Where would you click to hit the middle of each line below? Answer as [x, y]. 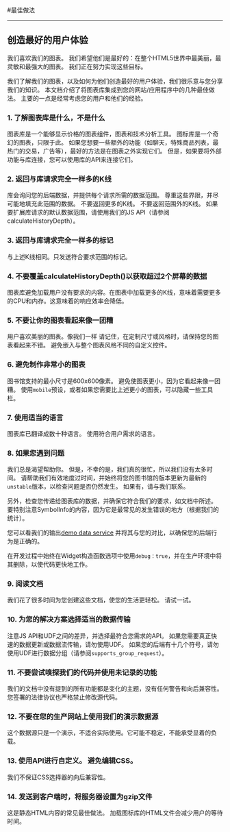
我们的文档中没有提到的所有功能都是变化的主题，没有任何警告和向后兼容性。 [115, 689]
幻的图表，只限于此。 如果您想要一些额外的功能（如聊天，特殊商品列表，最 [113, 143]
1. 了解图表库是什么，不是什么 [56, 117]
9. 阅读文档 [25, 584]
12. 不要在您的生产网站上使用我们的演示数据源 [83, 717]
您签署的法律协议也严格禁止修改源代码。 [64, 697]
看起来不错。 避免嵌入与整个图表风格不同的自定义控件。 [92, 345]
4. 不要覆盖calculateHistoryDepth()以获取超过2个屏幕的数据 [107, 276]
